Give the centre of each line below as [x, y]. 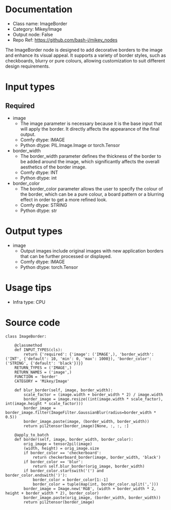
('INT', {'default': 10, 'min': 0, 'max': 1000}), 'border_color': [79, 359]
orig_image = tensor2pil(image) [58, 444]
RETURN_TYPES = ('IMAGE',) [43, 368]
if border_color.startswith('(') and [64, 471]
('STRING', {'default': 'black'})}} [44, 363]
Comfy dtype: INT [39, 172]
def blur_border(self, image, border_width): [64, 390]
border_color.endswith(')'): [36, 475]
